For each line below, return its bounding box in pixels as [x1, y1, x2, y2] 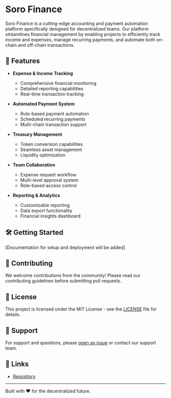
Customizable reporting [20, 202, 70, 208]
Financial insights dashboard [20, 212, 80, 219]
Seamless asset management [20, 146, 82, 152]
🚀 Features [5, 57, 40, 66]
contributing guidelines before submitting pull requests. [5, 278, 122, 284]
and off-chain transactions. [17, 42, 75, 48]
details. [5, 312, 21, 318]
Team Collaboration [12, 162, 55, 168]
